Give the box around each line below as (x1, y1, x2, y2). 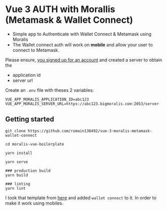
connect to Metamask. (12, 47, 60, 53)
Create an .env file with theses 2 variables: (5, 87, 94, 93)
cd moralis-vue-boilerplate (5, 141, 65, 147)
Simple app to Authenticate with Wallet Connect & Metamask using (12, 31, 152, 37)
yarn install (5, 150, 33, 155)
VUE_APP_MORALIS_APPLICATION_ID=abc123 (5, 97, 89, 102)
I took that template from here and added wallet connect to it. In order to (5, 194, 156, 200)
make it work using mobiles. (5, 200, 64, 206)
